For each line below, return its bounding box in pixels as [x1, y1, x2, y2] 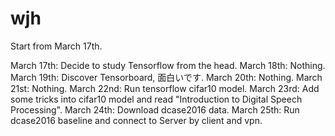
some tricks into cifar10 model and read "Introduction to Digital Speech [10, 93, 303, 105]
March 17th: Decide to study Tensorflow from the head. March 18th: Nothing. [10, 59, 326, 71]
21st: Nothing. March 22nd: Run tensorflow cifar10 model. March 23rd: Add [10, 82, 320, 94]
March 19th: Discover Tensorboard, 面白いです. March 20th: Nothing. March [10, 71, 323, 83]
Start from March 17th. [10, 40, 103, 52]
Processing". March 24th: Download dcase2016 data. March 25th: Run [10, 103, 300, 116]
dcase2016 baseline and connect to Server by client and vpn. [10, 114, 263, 126]
